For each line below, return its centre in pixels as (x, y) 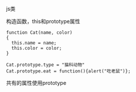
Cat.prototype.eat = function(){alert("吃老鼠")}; (69, 71)
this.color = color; (37, 48)
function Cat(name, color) (39, 33)
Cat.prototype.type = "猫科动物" (46, 65)
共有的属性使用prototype (36, 83)
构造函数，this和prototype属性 (43, 21)
